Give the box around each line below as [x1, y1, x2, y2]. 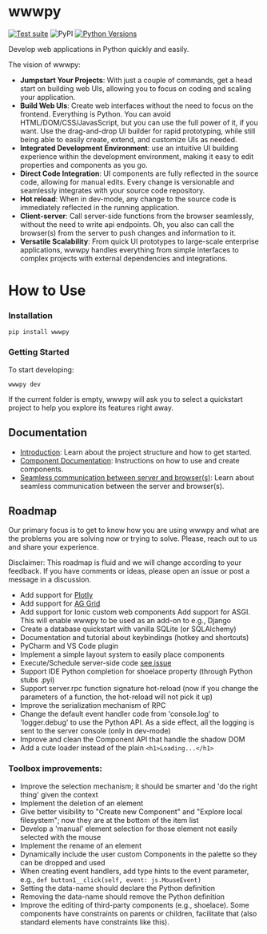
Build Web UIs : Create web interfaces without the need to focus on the [19, 101, 253, 110]
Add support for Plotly [19, 590, 94, 600]
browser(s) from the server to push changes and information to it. [19, 228, 237, 237]
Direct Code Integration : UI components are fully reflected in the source [19, 169, 259, 178]
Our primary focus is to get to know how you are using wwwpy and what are [8, 526, 260, 535]
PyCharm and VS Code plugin [19, 642, 118, 651]
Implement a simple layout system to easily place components [19, 650, 225, 659]
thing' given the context [19, 789, 98, 799]
